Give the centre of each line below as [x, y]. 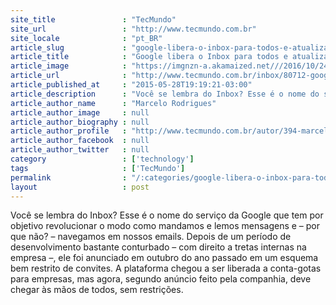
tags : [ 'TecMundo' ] [98, 168]
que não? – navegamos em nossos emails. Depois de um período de [151, 237]
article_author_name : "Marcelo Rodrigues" [113, 103]
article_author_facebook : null [80, 141]
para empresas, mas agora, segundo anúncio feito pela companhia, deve [161, 279]
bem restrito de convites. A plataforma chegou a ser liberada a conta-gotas [166, 268]
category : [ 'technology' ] [102, 159]
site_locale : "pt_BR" [86, 38]
